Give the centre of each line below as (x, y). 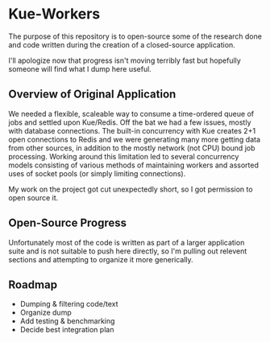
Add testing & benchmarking (67, 321)
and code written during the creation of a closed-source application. (122, 44)
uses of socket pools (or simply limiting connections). (97, 173)
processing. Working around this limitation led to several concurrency (124, 156)
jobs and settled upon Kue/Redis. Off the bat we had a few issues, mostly (130, 122)
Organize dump (46, 313)
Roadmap (33, 284)
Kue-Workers (54, 14)
